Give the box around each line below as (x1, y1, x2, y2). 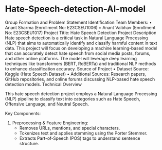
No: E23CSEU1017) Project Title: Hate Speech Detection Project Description (5, 30, 157, 35)
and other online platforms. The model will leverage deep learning (5, 55, 137, 61)
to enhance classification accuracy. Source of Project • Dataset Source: (5, 66, 149, 71)
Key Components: (5, 110, 41, 116)
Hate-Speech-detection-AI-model (5, 3, 146, 15)
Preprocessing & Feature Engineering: (12, 120, 89, 126)
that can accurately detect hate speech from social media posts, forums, (5, 50, 151, 56)
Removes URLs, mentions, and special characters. (19, 125, 120, 131)
